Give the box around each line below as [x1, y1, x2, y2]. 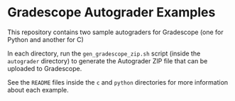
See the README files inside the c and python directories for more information [7, 78, 229, 86]
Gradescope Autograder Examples [7, 4, 216, 21]
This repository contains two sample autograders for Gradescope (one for [7, 28, 224, 36]
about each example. [7, 85, 69, 94]
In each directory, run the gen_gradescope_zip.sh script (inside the [7, 49, 201, 58]
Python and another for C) [7, 35, 84, 43]
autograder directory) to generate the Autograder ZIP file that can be [7, 56, 208, 65]
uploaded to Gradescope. [7, 64, 82, 73]
